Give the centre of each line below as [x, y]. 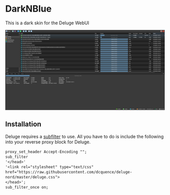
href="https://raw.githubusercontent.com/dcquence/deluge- [69, 172]
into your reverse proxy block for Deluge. [48, 142]
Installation [23, 124]
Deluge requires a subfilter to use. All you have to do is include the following [84, 136]
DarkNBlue [29, 9]
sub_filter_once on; [27, 187]
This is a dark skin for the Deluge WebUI [47, 23]
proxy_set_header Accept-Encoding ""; [46, 152]
